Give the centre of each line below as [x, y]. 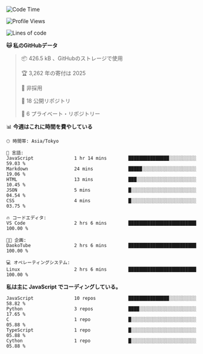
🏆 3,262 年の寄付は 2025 [53, 73]
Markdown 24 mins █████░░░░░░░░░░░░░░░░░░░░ [101, 169]
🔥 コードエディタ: [26, 218]
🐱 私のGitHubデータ [32, 45]
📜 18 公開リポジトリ [46, 101]
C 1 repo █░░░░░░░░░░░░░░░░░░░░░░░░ [101, 319]
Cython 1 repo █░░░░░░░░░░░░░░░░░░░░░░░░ [101, 341]
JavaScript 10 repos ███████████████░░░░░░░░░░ [101, 298]
